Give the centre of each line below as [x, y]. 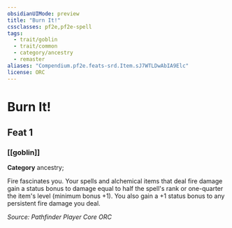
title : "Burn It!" [34, 20]
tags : [15, 33]
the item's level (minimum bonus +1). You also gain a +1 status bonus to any [116, 196]
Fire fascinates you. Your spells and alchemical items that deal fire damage [115, 181]
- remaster [29, 59]
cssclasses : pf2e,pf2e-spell [50, 27]
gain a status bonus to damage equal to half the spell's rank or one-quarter [115, 189]
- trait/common [36, 46]
